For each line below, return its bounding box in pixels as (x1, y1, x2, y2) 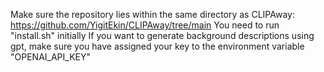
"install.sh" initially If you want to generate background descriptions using (10, 30, 315, 41)
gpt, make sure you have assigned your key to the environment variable (10, 40, 305, 52)
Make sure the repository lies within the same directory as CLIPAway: (10, 9, 295, 20)
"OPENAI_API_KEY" (10, 51, 91, 63)
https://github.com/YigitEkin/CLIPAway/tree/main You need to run (10, 19, 280, 31)
